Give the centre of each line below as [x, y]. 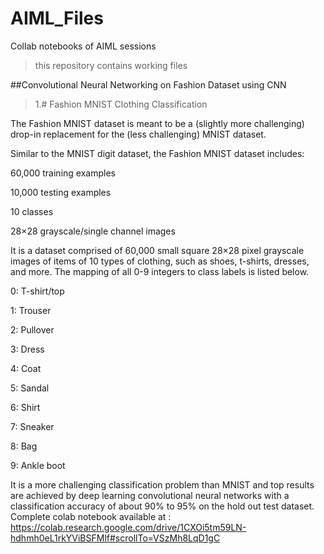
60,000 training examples [63, 173]
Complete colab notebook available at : [91, 516]
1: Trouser [31, 310]
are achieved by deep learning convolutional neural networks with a [150, 495]
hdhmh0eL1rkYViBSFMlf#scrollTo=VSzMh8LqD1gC [115, 538]
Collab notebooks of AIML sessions [83, 46]
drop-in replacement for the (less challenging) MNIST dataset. [138, 134]
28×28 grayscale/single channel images [93, 231]
